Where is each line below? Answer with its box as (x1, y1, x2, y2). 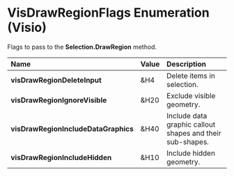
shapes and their (166, 128, 221, 138)
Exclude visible (166, 90, 216, 100)
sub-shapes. (166, 137, 209, 147)
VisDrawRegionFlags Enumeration (7, 5, 210, 21)
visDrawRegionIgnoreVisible (10, 95, 107, 105)
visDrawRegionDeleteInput (10, 75, 102, 85)
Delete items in (166, 71, 216, 81)
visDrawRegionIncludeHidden (10, 152, 112, 162)
